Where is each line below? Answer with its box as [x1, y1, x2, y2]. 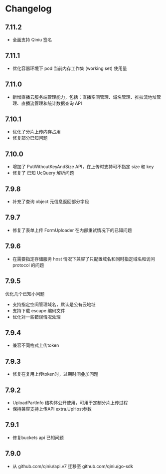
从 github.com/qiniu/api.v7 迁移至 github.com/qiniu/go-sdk [12, 463, 134, 469]
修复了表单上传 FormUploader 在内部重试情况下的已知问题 [12, 227, 132, 233]
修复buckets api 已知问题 [12, 435, 64, 441]
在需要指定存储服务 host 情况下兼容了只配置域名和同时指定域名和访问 [12, 255, 156, 262]
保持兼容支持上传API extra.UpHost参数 [12, 406, 92, 412]
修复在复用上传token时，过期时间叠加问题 [12, 371, 99, 377]
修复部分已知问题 [12, 135, 48, 141]
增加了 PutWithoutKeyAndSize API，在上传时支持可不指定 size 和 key [12, 164, 154, 170]
